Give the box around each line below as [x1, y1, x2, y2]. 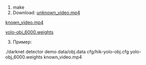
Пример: [12, 39, 32, 45]
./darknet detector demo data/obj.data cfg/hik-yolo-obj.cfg [5, 49, 129, 54]
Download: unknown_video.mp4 [12, 10, 81, 16]
